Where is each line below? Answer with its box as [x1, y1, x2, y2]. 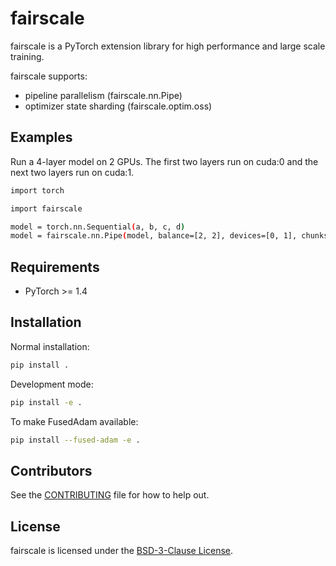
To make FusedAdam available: [10, 415, 139, 427]
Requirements [10, 258, 100, 276]
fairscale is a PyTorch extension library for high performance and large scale [10, 40, 326, 52]
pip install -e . [10, 397, 83, 407]
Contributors [10, 462, 93, 479]
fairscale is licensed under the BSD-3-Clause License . [10, 545, 234, 557]
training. [10, 50, 45, 62]
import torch [10, 185, 65, 196]
